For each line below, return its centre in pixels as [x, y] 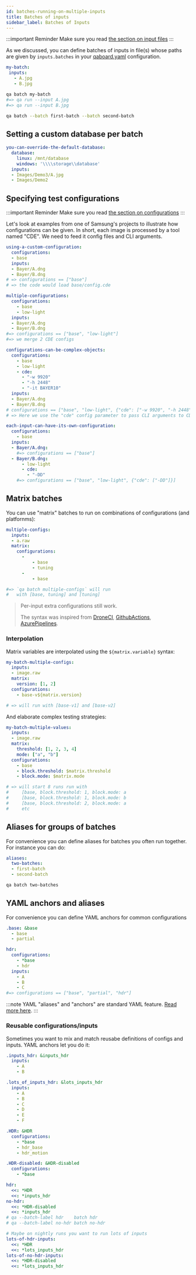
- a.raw [21, 541]
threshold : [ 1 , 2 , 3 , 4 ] [47, 749]
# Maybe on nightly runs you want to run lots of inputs [77, 1234]
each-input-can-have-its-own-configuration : [61, 426]
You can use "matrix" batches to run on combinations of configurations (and [98, 513]
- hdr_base [30, 1147]
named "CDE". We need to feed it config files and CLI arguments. [84, 236]
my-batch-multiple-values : [39, 727]
